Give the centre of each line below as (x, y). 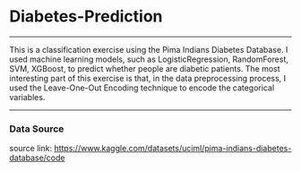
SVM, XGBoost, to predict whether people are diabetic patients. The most (145, 68)
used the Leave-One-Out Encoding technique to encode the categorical (142, 88)
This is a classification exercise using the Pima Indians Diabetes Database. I (149, 49)
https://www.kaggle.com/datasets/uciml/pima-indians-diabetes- (172, 149)
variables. (27, 97)
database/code (37, 158)
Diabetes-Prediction (86, 17)
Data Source (37, 129)
